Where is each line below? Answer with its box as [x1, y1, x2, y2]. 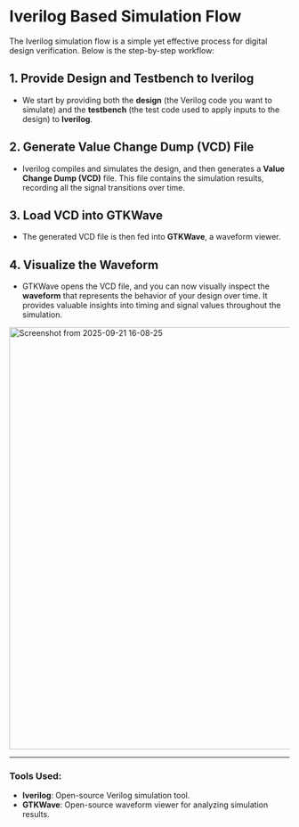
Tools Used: [9, 770, 62, 782]
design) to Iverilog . [21, 113, 93, 124]
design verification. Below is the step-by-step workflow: [9, 45, 215, 55]
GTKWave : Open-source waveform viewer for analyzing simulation [21, 799, 269, 810]
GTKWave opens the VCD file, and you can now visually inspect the [21, 281, 270, 291]
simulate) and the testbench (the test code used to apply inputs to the [21, 104, 280, 115]
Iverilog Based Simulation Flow [9, 6, 242, 27]
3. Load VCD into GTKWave [9, 208, 163, 223]
